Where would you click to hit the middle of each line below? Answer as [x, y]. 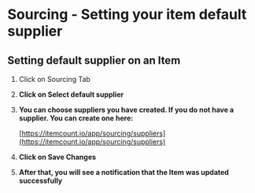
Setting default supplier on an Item [94, 60]
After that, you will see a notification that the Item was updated [124, 172]
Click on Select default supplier [71, 95]
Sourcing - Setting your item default [127, 15]
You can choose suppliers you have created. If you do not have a [126, 109]
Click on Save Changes [57, 157]
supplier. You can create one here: [76, 118]
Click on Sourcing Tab [55, 79]
